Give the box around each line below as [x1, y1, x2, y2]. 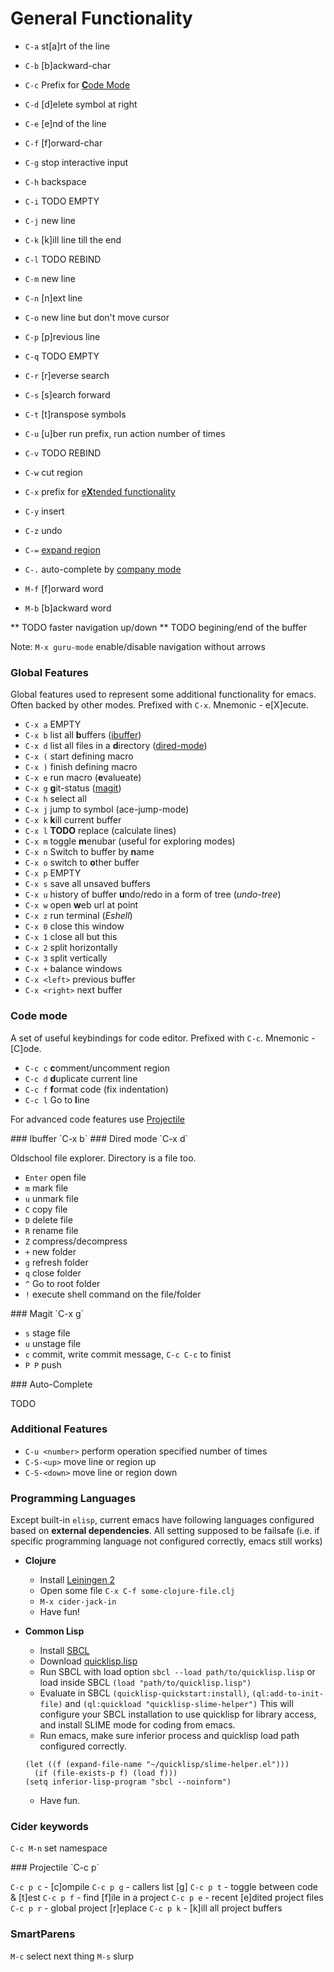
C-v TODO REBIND [24, 447, 102, 459]
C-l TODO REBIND [24, 253, 102, 265]
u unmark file [24, 1192, 79, 1204]
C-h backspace [24, 175, 87, 187]
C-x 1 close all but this [24, 931, 118, 943]
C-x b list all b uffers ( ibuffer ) [24, 729, 142, 741]
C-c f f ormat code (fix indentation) [24, 1083, 169, 1095]
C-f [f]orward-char [24, 137, 103, 149]
